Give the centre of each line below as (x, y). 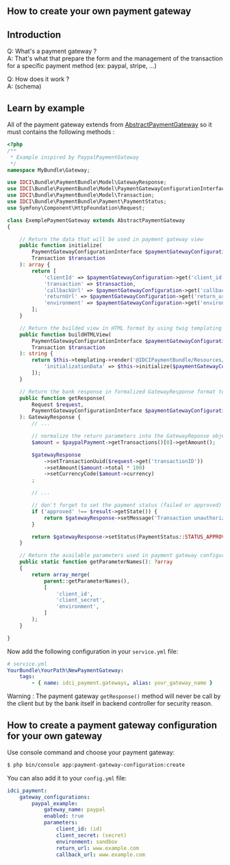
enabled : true (64, 816)
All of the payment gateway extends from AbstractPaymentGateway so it (110, 125)
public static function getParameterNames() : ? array (96, 562)
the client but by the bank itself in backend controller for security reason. (110, 704)
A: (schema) (24, 87)
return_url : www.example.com (97, 848)
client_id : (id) (79, 829)
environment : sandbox (87, 842)
